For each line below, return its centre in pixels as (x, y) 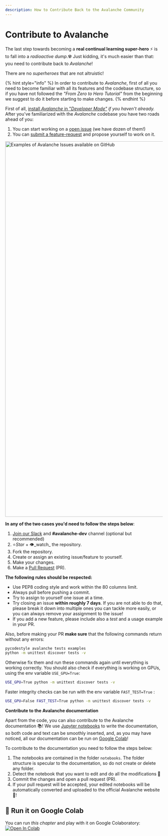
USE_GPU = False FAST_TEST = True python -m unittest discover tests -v (78, 701)
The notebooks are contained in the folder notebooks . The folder (78, 758)
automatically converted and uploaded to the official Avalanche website (86, 790)
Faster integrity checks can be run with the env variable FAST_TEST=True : (80, 692)
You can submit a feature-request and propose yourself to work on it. (84, 134)
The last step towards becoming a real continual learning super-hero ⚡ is (81, 49)
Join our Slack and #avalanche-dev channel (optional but (72, 533)
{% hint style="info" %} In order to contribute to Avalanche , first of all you (81, 83)
